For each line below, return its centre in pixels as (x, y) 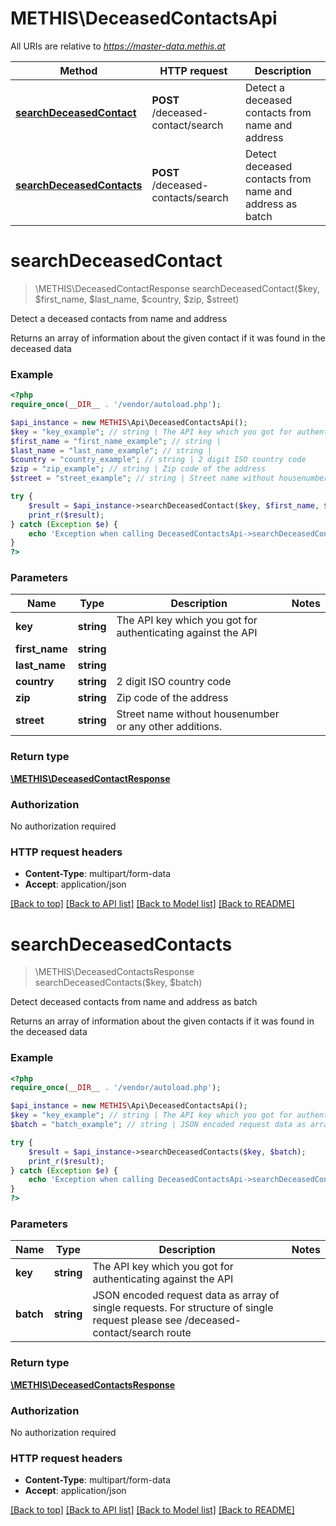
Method (78, 70)
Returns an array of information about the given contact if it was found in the (168, 338)
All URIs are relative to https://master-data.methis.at (118, 46)
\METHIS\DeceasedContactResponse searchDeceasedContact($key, (177, 288)
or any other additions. (169, 727)
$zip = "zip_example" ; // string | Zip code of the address (138, 469)
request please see (137, 1320)
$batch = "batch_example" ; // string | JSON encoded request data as (158, 1125)
